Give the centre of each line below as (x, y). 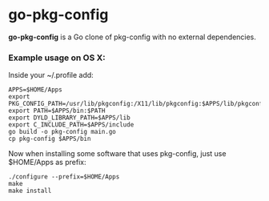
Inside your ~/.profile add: (51, 75)
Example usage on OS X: (57, 58)
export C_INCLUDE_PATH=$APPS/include (71, 125)
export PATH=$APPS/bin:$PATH (57, 111)
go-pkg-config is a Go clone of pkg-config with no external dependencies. (132, 37)
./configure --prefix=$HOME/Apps (64, 177)
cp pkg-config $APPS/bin (50, 139)
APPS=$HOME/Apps (35, 90)
